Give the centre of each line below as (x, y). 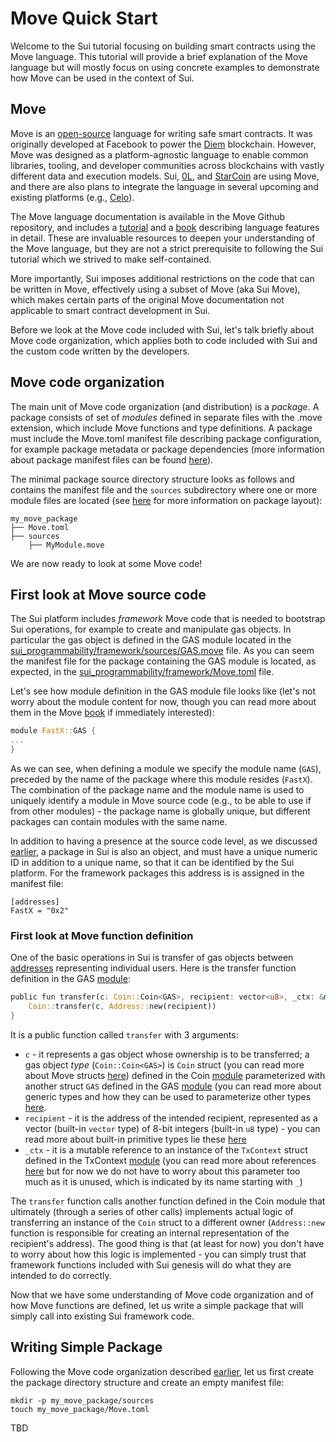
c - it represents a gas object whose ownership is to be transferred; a (167, 1054)
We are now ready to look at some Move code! (106, 563)
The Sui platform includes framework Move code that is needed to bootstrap (168, 619)
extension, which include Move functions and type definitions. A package (161, 428)
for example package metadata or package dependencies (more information (167, 449)
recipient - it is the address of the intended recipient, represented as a (171, 1118)
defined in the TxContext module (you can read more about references (170, 1160)
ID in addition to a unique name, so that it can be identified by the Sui (152, 862)
